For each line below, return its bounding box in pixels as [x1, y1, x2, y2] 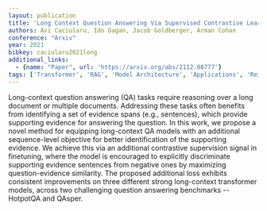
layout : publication [8, 11, 77, 20]
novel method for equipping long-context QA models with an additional [8, 126, 241, 136]
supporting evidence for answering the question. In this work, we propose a [8, 117, 257, 127]
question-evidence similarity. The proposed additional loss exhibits [8, 168, 228, 178]
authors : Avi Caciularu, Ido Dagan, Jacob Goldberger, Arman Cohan [8, 26, 237, 34]
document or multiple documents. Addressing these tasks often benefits [8, 101, 245, 110]
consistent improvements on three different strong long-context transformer [8, 176, 257, 186]
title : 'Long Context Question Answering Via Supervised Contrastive [8, 19, 244, 27]
